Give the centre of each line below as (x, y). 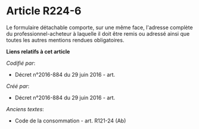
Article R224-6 (44, 11)
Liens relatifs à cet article (38, 51)
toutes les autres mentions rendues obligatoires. (65, 40)
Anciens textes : (25, 109)
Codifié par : (21, 63)
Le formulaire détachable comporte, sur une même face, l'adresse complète (99, 27)
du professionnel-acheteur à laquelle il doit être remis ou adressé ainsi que (98, 33)
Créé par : (18, 86)
